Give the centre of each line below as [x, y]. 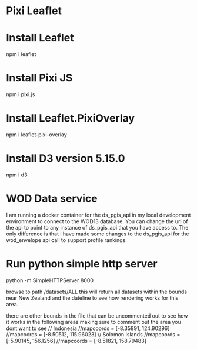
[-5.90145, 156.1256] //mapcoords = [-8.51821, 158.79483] [76, 341]
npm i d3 [17, 175]
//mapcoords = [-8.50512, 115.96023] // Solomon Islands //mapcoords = [93, 334]
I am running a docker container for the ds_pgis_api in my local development [98, 215]
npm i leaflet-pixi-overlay [37, 135]
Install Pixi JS [39, 78]
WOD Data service [52, 199]
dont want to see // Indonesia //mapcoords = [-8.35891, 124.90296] [88, 328]
